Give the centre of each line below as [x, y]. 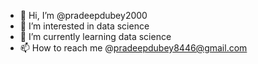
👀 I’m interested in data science [84, 26]
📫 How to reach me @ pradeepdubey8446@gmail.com [133, 48]
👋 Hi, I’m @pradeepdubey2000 [83, 15]
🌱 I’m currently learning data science [95, 36]
